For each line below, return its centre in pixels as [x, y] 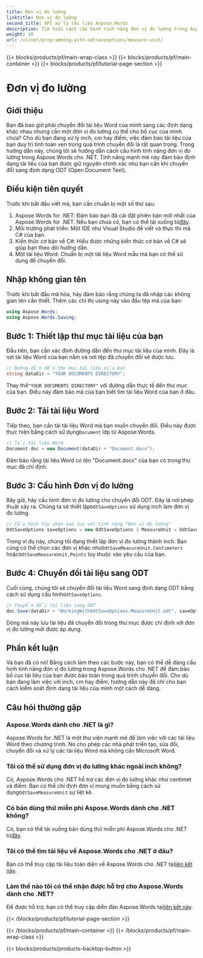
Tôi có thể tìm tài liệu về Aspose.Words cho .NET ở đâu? [90, 851]
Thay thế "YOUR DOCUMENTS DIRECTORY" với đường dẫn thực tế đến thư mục [97, 385]
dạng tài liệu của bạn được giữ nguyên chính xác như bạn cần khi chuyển [97, 164]
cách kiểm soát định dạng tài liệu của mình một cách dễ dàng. [84, 689]
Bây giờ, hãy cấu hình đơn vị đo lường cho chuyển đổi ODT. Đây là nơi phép [100, 500]
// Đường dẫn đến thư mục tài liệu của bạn [66, 368]
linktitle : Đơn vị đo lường [42, 18]
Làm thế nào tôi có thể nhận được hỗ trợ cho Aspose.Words [95, 886]
